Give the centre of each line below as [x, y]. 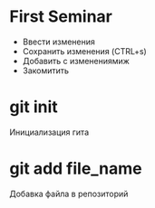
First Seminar [61, 17]
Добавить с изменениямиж [76, 61]
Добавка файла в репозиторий [69, 194]
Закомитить [46, 71]
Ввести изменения [58, 42]
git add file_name [76, 169]
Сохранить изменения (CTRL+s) [84, 51]
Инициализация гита [49, 132]
